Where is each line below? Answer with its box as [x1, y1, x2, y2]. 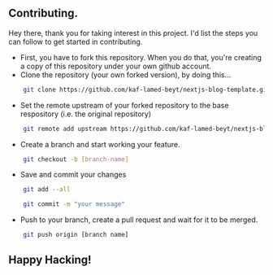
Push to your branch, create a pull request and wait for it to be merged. [19, 215, 258, 225]
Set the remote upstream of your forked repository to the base [19, 100, 229, 110]
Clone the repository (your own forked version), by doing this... [19, 69, 232, 80]
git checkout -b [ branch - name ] [23, 155, 129, 164]
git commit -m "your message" [23, 200, 126, 208]
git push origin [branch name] [23, 231, 129, 239]
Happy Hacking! [8, 253, 92, 267]
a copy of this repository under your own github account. [19, 61, 212, 71]
